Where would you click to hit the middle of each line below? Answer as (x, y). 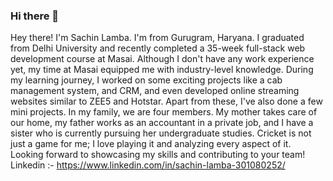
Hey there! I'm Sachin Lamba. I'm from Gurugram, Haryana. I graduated (157, 38)
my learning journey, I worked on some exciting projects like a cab (146, 80)
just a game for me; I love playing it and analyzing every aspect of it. (151, 144)
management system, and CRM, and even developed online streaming (155, 91)
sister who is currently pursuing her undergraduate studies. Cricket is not (161, 133)
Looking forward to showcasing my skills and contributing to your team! (158, 155)
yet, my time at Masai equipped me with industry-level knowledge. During (162, 70)
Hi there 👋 (35, 16)
